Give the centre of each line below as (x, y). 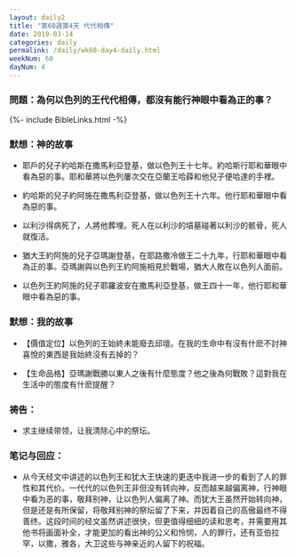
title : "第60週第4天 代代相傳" (62, 26)
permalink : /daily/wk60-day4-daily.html (85, 51)
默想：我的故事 (41, 322)
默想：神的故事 (41, 145)
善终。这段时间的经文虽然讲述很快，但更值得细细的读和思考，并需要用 (151, 521)
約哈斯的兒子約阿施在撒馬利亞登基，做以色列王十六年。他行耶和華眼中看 (154, 196)
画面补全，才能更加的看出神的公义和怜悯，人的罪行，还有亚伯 (159, 533)
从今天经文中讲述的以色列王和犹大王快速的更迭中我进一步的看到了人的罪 (154, 477)
